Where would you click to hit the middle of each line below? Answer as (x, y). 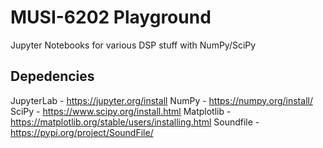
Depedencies (52, 76)
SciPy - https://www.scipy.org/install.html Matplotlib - (121, 111)
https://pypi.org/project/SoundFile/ (82, 132)
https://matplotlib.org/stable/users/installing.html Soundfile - (135, 122)
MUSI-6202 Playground (111, 17)
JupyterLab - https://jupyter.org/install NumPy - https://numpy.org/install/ (161, 100)
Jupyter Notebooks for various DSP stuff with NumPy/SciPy (133, 45)
